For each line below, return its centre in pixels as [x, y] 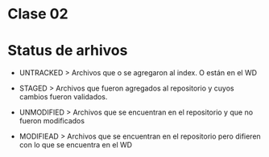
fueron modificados [52, 121]
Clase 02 [38, 14]
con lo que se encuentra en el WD [76, 145]
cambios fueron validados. [63, 97]
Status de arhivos [68, 51]
